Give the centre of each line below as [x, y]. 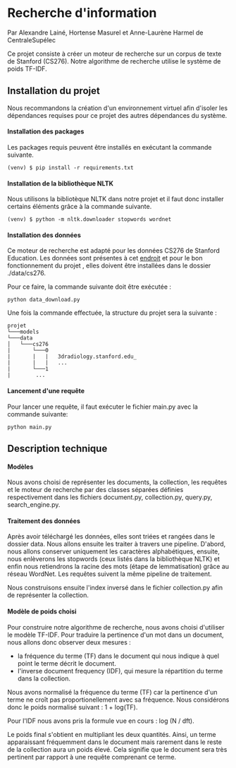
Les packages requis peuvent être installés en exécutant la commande [110, 147]
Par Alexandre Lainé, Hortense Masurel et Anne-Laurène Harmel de [105, 32]
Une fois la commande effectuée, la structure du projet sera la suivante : [112, 313]
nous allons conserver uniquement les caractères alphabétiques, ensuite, [114, 551]
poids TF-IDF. [27, 68]
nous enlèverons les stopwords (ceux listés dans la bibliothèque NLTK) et [114, 559]
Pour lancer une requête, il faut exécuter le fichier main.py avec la [103, 407]
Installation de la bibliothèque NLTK [61, 183]
